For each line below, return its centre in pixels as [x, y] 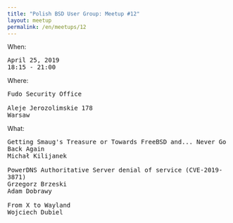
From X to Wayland [39, 205]
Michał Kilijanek [37, 156]
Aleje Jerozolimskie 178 [50, 108]
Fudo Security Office [45, 94]
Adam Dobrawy [30, 191]
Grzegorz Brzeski [37, 184]
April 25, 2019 [33, 60]
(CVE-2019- [204, 170]
